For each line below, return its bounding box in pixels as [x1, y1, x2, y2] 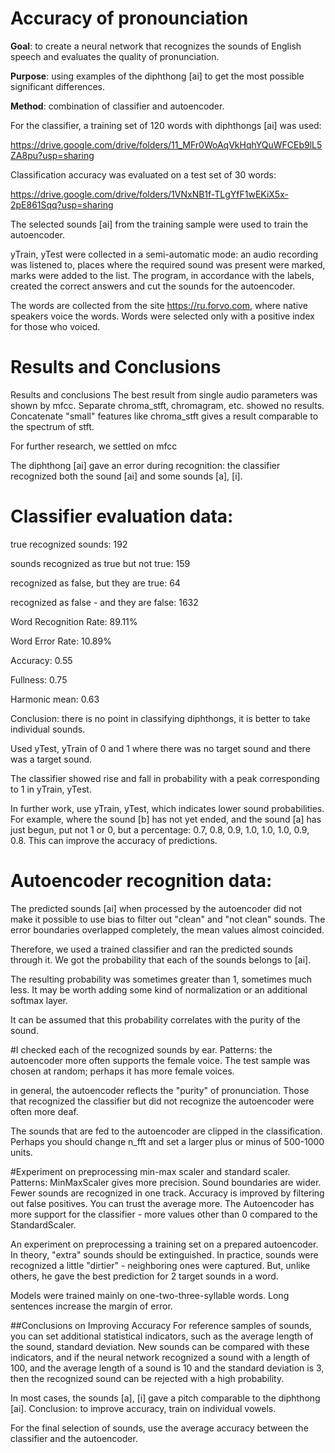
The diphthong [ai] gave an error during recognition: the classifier [10, 459, 281, 471]
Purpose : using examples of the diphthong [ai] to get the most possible [10, 70, 305, 82]
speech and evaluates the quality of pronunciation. [10, 50, 220, 62]
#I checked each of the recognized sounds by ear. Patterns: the [10, 1043, 273, 1056]
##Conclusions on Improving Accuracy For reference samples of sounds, [10, 1319, 312, 1331]
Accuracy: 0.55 [10, 654, 73, 666]
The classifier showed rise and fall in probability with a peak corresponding [10, 772, 320, 784]
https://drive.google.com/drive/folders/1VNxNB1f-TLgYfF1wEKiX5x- [10, 188, 289, 200]
